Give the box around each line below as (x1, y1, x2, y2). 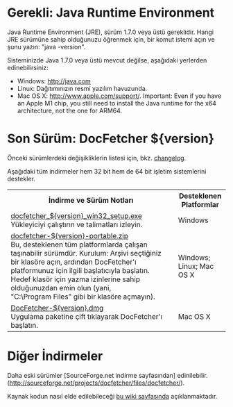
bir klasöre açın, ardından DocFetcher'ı (10, 257, 137, 267)
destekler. (7, 174, 36, 183)
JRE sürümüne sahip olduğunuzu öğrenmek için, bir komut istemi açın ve (7, 35, 215, 43)
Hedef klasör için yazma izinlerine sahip (10, 274, 141, 284)
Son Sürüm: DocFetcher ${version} (7, 131, 215, 147)
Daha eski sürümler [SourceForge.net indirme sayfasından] (7, 371, 175, 379)
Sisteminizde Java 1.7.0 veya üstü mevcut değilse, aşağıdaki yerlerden (7, 56, 207, 64)
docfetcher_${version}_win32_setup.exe (10, 210, 142, 220)
